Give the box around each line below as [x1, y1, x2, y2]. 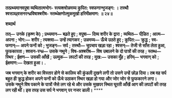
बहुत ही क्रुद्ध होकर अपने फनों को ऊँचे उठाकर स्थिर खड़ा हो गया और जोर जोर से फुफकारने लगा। [5, 76, 157, 82]
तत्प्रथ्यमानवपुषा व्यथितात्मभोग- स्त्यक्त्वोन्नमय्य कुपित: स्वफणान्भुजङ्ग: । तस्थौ [5, 5, 129, 11]
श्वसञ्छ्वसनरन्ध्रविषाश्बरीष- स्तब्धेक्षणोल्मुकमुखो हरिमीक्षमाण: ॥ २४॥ [5, 11, 113, 16]
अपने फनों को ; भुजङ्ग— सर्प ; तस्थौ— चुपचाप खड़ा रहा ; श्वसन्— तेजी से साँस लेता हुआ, [20, 42, 166, 48]
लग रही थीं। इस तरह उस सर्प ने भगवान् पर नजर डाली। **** [5, 87, 103, 93]
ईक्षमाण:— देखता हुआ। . [5, 60, 46, 66]
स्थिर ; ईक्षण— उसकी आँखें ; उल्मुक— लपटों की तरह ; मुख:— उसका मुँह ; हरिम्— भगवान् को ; [5, 54, 159, 60]
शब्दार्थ [5, 21, 16, 27]
